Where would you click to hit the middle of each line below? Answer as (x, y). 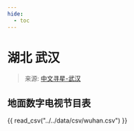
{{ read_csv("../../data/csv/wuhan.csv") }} (67, 120)
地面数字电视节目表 (49, 103)
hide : (15, 14)
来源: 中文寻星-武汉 (53, 79)
